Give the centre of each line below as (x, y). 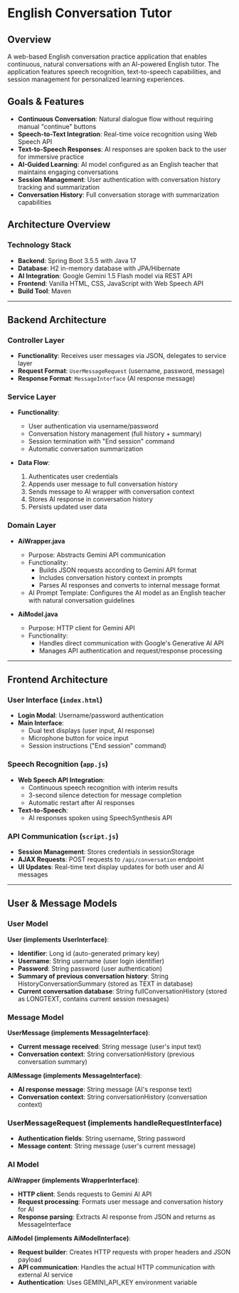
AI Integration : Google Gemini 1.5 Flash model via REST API (105, 275)
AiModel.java (38, 614)
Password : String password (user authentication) (90, 969)
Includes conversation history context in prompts (111, 577)
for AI (26, 1209)
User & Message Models (62, 904)
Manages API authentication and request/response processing (131, 650)
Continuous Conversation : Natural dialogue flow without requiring (115, 118)
